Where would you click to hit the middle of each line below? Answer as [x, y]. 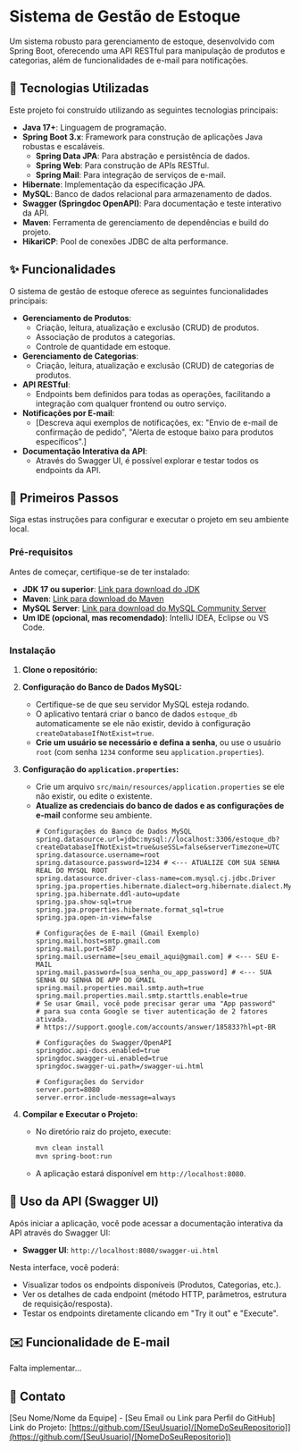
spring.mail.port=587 [75, 949]
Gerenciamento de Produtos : [77, 318]
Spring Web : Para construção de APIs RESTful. [122, 165]
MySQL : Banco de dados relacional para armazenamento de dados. [147, 193]
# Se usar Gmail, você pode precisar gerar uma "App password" [156, 1004]
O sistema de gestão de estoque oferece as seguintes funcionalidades [139, 291]
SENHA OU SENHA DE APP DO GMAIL [96, 980]
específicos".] [61, 441]
